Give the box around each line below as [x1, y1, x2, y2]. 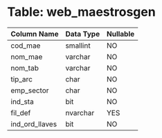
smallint [65, 41, 91, 50]
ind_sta [10, 97, 35, 106]
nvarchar [65, 108, 95, 117]
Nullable [106, 29, 135, 39]
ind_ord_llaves [10, 119, 57, 128]
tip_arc [10, 74, 33, 83]
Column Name [10, 29, 59, 39]
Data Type [65, 29, 100, 39]
